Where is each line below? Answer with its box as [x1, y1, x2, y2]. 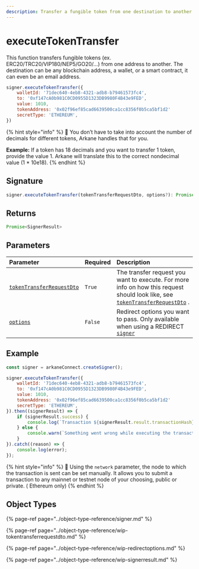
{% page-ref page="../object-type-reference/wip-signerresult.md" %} [6, 556, 178, 563]
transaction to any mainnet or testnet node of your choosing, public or [6, 476, 177, 483]
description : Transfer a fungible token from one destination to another [6, 8, 192, 15]
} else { [17, 425, 38, 431]
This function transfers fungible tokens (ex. [6, 54, 111, 61]
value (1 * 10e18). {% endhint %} [6, 159, 86, 166]
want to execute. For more [116, 275, 190, 284]
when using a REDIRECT [116, 322, 185, 331]
